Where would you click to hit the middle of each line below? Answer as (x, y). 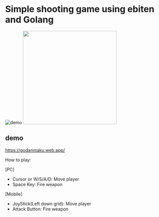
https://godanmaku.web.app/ (35, 150)
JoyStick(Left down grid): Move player (52, 204)
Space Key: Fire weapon (37, 184)
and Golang (29, 20)
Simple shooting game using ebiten (80, 9)
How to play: (18, 160)
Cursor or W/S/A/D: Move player (46, 179)
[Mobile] (14, 194)
